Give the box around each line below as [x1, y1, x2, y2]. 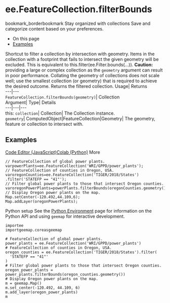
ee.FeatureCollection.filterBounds [5, 4, 152, 15]
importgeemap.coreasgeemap [5, 227, 62, 232]
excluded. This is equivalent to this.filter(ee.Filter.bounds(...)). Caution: [5, 61, 153, 68]
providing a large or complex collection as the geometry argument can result [5, 67, 163, 73]
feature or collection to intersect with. [5, 121, 83, 127]
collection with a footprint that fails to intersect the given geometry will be [5, 56, 159, 62]
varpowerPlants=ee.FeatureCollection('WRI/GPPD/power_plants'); [5, 163, 144, 169]
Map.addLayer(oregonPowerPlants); [5, 199, 78, 204]
